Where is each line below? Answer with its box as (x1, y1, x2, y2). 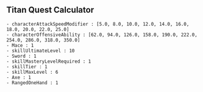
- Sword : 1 (6, 53, 37, 59)
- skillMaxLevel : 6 (6, 69, 59, 75)
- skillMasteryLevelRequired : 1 (6, 58, 91, 65)
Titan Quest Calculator (6, 5, 94, 15)
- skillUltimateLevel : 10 (6, 48, 75, 54)
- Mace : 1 (6, 42, 34, 48)
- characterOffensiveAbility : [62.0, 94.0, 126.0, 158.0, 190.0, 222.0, (6, 32, 198, 38)
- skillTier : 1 (6, 63, 48, 69)
